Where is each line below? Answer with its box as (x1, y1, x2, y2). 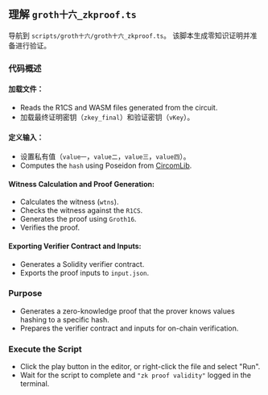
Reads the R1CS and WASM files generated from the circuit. (19, 102, 218, 112)
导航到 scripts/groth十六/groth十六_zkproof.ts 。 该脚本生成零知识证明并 (8, 31, 251, 40)
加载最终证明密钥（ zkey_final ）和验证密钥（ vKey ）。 (19, 112, 195, 122)
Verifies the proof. (19, 222, 80, 232)
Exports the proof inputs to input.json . (19, 268, 150, 277)
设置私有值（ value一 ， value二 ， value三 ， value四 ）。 (19, 152, 191, 161)
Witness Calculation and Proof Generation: (8, 179, 155, 189)
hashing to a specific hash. (19, 314, 110, 324)
